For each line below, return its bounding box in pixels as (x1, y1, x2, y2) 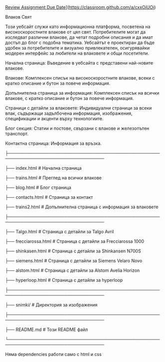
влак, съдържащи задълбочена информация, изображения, (5, 110, 133, 116)
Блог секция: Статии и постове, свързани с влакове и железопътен (5, 125, 150, 131)
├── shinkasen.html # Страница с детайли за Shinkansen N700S (5, 248, 141, 254)
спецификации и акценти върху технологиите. (5, 116, 104, 122)
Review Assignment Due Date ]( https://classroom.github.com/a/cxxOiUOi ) (5, 5, 156, 10)
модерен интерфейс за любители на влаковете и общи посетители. (5, 50, 150, 56)
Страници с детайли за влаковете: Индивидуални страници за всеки (5, 105, 152, 111)
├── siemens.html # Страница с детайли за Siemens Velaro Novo (5, 258, 143, 263)
